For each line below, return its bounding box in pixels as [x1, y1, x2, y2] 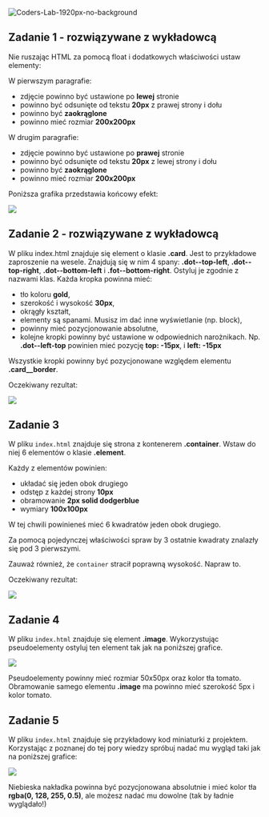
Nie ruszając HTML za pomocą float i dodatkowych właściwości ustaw [8, 52, 241, 62]
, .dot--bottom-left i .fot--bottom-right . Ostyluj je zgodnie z [38, 265, 239, 275]
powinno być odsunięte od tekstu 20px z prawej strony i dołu [19, 100, 223, 110]
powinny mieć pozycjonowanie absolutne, [19, 323, 159, 333]
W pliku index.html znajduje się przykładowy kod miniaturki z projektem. [8, 735, 248, 744]
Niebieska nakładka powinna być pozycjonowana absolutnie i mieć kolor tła [8, 783, 257, 792]
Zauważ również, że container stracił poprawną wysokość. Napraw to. [8, 559, 242, 569]
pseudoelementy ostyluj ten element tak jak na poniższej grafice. [8, 643, 223, 652]
